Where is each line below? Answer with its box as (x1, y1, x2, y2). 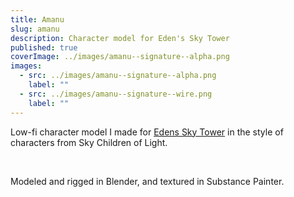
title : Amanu (10, 14, 65, 25)
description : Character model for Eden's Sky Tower (10, 33, 230, 43)
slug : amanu (10, 24, 60, 34)
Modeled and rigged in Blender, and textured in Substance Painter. (10, 175, 285, 187)
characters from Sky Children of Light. (10, 136, 168, 148)
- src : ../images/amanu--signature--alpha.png (19, 71, 217, 81)
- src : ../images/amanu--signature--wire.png (19, 89, 213, 99)
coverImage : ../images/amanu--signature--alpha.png (10, 52, 230, 62)
